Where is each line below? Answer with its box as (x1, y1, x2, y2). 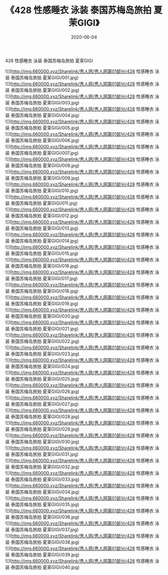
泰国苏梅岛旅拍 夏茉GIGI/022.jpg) (10, 338, 79, 344)
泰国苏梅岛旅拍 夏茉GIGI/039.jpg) (10, 551, 79, 557)
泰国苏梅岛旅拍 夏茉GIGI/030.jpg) (10, 438, 79, 444)
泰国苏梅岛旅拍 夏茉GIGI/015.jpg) (10, 250, 78, 256)
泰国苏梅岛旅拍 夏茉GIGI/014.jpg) (10, 238, 79, 244)
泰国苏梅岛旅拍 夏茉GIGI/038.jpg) (10, 539, 79, 545)
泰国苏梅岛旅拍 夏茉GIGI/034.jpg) (10, 489, 80, 495)
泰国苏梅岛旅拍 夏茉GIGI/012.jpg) (10, 212, 79, 218)
